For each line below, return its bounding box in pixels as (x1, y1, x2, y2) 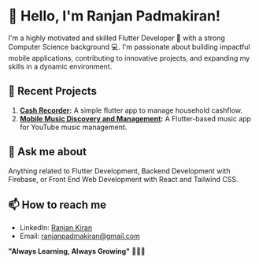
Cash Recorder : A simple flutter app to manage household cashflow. (19, 106, 242, 115)
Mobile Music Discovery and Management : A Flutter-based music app (19, 113, 252, 123)
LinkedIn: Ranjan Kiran (19, 223, 93, 232)
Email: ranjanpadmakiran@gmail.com (19, 232, 140, 241)
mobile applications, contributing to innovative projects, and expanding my (8, 53, 250, 62)
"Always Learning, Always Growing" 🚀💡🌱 (8, 247, 146, 256)
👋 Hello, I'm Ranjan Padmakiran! (8, 7, 220, 25)
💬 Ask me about (8, 145, 87, 158)
